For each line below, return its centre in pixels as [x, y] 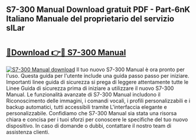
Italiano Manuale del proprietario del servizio [90, 19]
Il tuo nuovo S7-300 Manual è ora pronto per [130, 69]
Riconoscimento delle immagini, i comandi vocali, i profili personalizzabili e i [98, 101]
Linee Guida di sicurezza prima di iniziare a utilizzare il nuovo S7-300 [90, 88]
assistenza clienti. [28, 132]
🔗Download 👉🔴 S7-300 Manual [66, 52]
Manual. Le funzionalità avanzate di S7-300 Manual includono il [83, 94]
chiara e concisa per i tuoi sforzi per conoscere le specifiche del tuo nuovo [97, 119]
